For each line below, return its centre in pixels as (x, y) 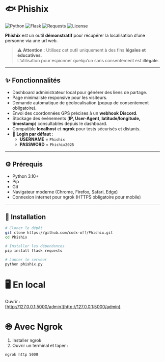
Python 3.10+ (26, 176)
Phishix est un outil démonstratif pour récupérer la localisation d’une (75, 35)
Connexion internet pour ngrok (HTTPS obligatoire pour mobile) (77, 197)
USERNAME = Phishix (42, 139)
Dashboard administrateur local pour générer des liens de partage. (80, 92)
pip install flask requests (34, 251)
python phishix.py (24, 264)
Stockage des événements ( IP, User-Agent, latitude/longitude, (76, 118)
